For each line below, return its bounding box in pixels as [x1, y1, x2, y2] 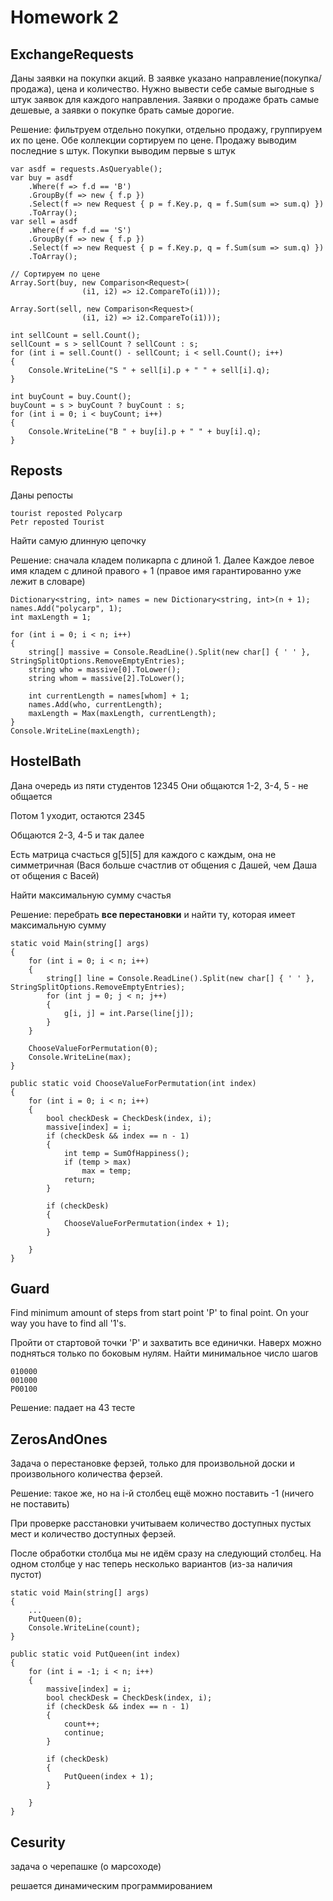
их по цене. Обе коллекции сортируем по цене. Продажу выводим [10, 134, 297, 146]
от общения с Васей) [10, 869, 100, 881]
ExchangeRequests [10, 46, 134, 63]
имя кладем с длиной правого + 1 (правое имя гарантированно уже [10, 564, 302, 576]
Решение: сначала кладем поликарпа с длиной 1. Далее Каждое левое [10, 554, 315, 566]
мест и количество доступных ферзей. [10, 1528, 177, 1540]
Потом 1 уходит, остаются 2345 [10, 809, 145, 821]
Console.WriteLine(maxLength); [10, 726, 141, 736]
